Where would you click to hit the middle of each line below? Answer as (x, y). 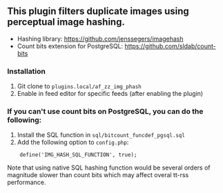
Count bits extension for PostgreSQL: (70, 46)
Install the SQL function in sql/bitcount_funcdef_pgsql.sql (101, 135)
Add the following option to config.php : (73, 142)
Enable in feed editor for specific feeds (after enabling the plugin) (110, 94)
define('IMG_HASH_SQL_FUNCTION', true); (78, 155)
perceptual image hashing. (66, 22)
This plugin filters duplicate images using (98, 11)
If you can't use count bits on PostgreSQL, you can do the (105, 112)
